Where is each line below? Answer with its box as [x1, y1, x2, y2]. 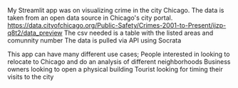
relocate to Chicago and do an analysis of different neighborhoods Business [7, 57, 231, 66]
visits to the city [7, 72, 54, 81]
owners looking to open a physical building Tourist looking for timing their [7, 65, 223, 73]
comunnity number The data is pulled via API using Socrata [7, 36, 182, 45]
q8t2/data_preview [7, 28, 63, 37]
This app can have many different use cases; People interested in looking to [7, 50, 230, 58]
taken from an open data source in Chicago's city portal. [7, 13, 173, 22]
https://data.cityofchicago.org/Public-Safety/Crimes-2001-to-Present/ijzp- [7, 21, 227, 29]
